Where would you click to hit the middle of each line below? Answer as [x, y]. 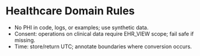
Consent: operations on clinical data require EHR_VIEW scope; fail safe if [104, 33]
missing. [25, 40]
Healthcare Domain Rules [70, 11]
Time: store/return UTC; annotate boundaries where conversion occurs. [103, 46]
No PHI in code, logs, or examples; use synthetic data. [81, 27]
